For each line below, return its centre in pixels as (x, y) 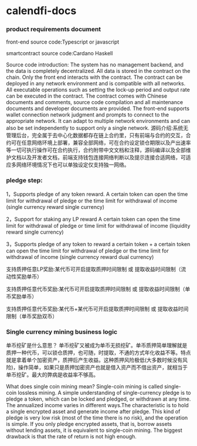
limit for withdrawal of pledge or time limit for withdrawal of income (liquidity (98, 225)
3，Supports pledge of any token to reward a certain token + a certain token (98, 244)
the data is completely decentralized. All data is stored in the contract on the (98, 71)
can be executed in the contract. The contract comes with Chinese (87, 96)
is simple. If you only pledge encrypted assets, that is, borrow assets (89, 424)
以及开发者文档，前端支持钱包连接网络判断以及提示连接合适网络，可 (103, 158)
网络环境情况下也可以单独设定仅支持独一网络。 (73, 165)
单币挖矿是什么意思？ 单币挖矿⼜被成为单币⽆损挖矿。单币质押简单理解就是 (97, 345)
